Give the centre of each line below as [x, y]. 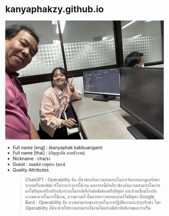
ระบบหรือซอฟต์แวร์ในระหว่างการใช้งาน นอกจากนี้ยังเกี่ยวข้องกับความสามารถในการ [93, 185]
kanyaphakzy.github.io [55, 9]
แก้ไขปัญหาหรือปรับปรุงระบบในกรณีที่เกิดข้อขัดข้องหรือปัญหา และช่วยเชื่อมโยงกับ [91, 191]
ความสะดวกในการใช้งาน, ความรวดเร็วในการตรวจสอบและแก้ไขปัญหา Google [90, 196]
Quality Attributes [31, 170]
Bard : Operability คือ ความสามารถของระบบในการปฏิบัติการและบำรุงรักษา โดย [93, 202]
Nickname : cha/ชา [31, 158]
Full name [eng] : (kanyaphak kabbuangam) [58, 148]
